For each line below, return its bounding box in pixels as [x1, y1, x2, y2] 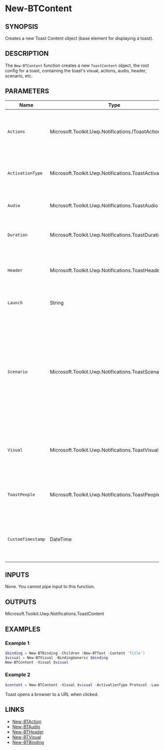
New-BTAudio [12, 724, 41, 729]
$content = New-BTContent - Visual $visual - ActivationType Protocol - [5, 683, 152, 687]
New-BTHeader [12, 729, 44, 735]
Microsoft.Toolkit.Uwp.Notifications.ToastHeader [49, 267, 162, 274]
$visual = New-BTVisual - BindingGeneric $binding [5, 655, 108, 660]
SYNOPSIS [5, 22, 39, 31]
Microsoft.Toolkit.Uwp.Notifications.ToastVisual [49, 446, 159, 453]
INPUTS [5, 571, 29, 579]
